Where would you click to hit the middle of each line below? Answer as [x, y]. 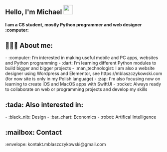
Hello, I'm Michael [34, 12]
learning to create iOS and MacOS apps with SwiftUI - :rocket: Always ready [83, 84]
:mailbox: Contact [34, 132]
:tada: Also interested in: [44, 105]
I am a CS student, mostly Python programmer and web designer [74, 24]
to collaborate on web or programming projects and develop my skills [76, 89]
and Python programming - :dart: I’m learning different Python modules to [81, 63]
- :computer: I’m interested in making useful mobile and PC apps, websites [82, 58]
